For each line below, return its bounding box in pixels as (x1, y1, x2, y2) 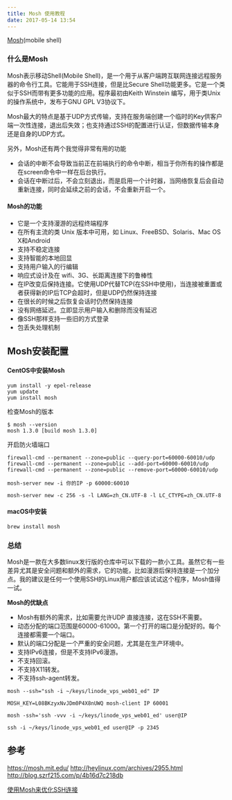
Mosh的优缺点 (7, 599, 48, 607)
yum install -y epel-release (7, 382, 91, 389)
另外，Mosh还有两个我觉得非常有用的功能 (7, 144, 127, 153)
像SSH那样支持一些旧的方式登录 (17, 315, 109, 323)
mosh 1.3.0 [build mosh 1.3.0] (7, 427, 98, 434)
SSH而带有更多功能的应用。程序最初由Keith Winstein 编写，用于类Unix (19, 88, 221, 97)
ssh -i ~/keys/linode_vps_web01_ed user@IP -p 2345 (7, 724, 159, 731)
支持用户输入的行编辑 (17, 262, 78, 271)
